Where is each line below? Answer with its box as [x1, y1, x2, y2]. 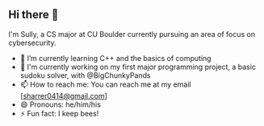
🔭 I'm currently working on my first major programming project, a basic [19, 62, 257, 71]
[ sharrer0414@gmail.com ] [19, 91, 107, 100]
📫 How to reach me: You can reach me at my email [19, 79, 191, 89]
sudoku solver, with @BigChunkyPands [19, 70, 151, 80]
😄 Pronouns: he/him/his [19, 100, 101, 109]
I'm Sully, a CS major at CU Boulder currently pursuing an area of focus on [8, 29, 256, 39]
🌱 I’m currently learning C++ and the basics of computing [19, 53, 212, 63]
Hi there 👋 [8, 8, 59, 22]
